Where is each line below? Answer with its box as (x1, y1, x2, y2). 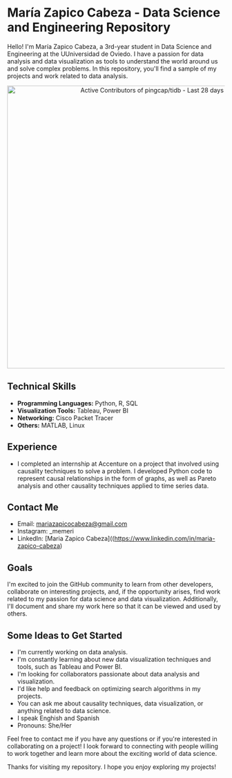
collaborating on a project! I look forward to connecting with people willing (7, 742, 219, 750)
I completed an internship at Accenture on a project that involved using (17, 459, 220, 468)
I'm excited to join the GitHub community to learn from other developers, (7, 580, 213, 589)
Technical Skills (7, 381, 77, 392)
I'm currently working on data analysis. (17, 648, 128, 656)
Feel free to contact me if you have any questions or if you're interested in (7, 734, 217, 743)
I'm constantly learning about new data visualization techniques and (17, 655, 211, 663)
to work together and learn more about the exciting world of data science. (7, 750, 217, 757)
